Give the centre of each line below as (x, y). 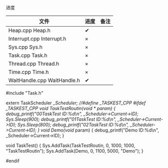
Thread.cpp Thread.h (34, 64)
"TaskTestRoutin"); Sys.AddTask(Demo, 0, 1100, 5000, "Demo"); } (75, 151)
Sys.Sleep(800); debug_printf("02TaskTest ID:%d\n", (73, 125)
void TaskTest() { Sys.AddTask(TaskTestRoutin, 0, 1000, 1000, (71, 145)
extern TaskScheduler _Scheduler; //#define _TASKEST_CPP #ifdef (76, 103)
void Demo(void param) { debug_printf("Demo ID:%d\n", (100, 130)
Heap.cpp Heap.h (29, 30)
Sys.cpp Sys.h (26, 47)
